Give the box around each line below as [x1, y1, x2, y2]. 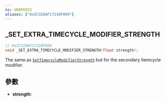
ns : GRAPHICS [5, 7, 32, 12]
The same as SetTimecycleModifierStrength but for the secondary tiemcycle [5, 57, 161, 63]
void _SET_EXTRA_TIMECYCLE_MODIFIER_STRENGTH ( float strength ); [5, 48, 139, 53]
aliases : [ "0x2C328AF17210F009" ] [5, 12, 74, 17]
